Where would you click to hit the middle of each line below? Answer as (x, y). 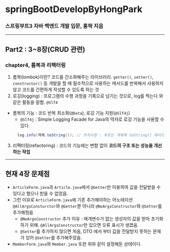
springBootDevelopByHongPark (74, 9)
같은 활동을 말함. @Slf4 (35, 103)
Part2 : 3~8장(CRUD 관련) (45, 49)
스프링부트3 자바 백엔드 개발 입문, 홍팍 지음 (54, 26)
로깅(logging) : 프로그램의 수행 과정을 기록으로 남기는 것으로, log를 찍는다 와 (88, 96)
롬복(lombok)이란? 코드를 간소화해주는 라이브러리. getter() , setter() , (83, 77)
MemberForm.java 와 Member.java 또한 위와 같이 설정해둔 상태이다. (77, 244)
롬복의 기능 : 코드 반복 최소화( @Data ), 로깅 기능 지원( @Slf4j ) (71, 113)
